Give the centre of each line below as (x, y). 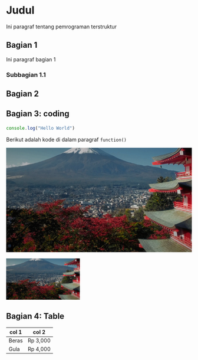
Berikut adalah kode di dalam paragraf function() (66, 139)
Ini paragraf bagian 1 (31, 59)
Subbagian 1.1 (26, 74)
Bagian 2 (23, 94)
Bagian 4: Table (35, 316)
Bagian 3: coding (38, 114)
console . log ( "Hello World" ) (41, 128)
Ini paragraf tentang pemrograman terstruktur (61, 27)
